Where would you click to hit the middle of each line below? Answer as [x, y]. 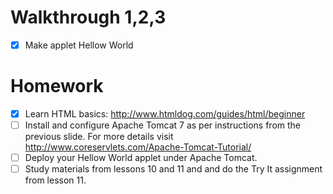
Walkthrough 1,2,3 [88, 17]
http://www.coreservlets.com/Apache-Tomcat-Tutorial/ [138, 147]
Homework [57, 86]
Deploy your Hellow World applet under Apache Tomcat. [141, 158]
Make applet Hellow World [79, 45]
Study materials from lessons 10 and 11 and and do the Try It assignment [173, 169]
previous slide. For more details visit [99, 137]
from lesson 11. [55, 180]
